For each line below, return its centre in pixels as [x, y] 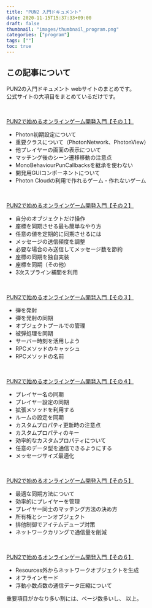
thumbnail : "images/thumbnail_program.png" [63, 29]
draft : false [23, 23]
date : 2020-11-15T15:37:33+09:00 [49, 18]
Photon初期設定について [46, 134]
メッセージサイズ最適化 [45, 456]
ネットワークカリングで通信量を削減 [61, 532]
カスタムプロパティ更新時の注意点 [58, 425]
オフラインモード [37, 577]
